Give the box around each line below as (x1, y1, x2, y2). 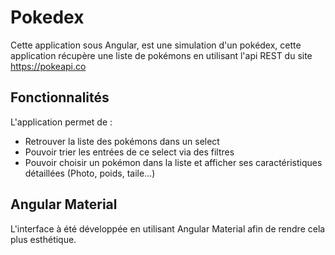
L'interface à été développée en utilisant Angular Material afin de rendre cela (10, 222, 326, 235)
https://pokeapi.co (10, 60, 87, 72)
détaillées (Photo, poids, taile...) (24, 167, 156, 179)
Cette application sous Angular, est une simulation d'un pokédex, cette (10, 39, 302, 51)
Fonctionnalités (10, 89, 110, 106)
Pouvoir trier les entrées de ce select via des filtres (24, 146, 235, 158)
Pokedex (10, 6, 85, 29)
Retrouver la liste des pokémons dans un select (24, 135, 220, 147)
